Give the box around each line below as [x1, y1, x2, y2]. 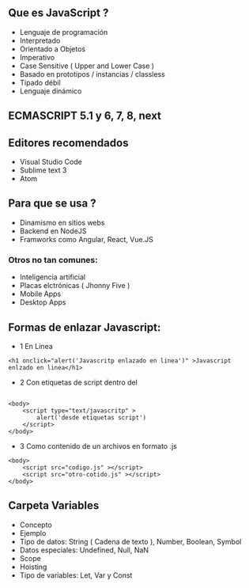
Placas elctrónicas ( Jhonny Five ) [19, 281, 130, 290]
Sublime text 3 [19, 165, 67, 175]
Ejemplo [19, 528, 47, 537]
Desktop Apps [19, 298, 66, 307]
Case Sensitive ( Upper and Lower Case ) [19, 61, 155, 70]
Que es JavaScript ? [8, 6, 109, 20]
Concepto [19, 520, 53, 529]
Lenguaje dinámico [19, 86, 82, 96]
